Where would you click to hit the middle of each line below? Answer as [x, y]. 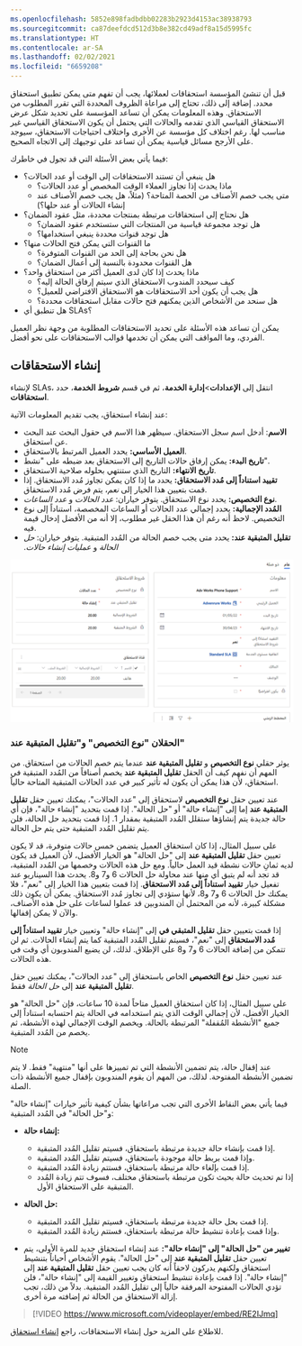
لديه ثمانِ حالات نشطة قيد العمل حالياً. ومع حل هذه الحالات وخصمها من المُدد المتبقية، [152, 865]
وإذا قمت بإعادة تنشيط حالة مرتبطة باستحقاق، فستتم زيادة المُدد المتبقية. [158, 1231]
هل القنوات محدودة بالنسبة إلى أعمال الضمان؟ [114, 262]
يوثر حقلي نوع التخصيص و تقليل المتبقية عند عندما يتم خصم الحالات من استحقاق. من [150, 763]
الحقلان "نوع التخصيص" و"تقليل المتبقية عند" [98, 743]
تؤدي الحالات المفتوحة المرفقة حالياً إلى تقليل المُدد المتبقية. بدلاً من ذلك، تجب [152, 1286]
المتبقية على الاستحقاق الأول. [85, 1186]
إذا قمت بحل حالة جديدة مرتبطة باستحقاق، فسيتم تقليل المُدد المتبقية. [152, 1221]
